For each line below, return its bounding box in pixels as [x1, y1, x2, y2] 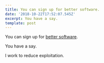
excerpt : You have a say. [5, 16, 58, 21]
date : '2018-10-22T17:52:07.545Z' [5, 12, 76, 16]
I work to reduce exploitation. [5, 53, 64, 59]
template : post [5, 20, 36, 26]
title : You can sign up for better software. [5, 7, 100, 12]
